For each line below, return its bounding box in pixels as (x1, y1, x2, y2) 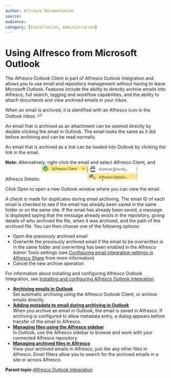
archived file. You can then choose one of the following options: (5, 223, 140, 230)
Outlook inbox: (5, 113, 36, 119)
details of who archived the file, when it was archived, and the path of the (5, 218, 160, 224)
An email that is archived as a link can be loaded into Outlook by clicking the (5, 144, 166, 150)
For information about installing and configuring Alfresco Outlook (5, 270, 142, 277)
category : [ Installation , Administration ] (5, 25, 97, 30)
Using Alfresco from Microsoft (5, 47, 137, 59)
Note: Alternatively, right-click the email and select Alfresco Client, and (5, 159, 155, 165)
